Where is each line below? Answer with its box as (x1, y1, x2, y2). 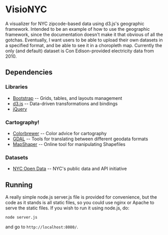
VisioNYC (5, 4, 47, 15)
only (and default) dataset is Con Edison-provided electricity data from (5, 48, 154, 54)
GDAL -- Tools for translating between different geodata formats (12, 136, 148, 142)
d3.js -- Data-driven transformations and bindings (12, 100, 118, 106)
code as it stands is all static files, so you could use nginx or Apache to (5, 200, 155, 206)
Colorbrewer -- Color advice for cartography (12, 130, 107, 136)
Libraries (5, 83, 28, 91)
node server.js (5, 215, 38, 220)
